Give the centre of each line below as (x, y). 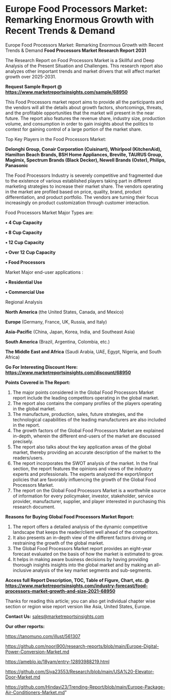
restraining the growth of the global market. (58, 543)
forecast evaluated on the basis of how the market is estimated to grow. (88, 554)
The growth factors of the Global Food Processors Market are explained (88, 430)
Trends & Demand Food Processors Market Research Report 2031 (76, 50)
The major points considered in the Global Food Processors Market (83, 392)
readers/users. (28, 457)
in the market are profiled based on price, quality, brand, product (74, 192)
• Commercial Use (25, 292)
